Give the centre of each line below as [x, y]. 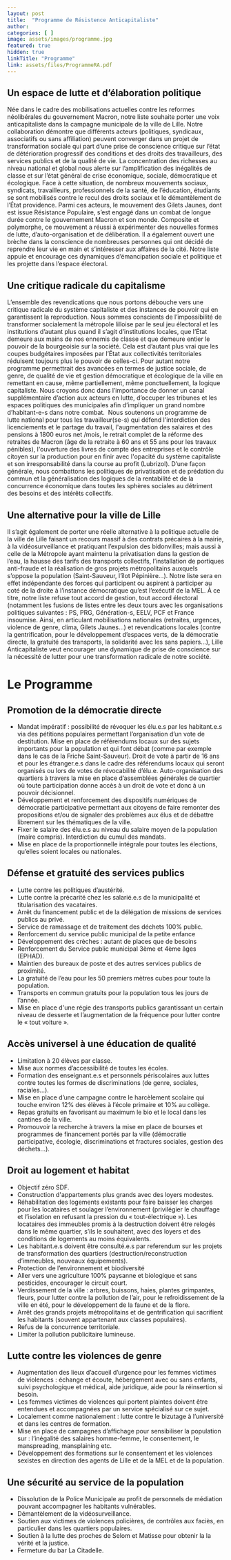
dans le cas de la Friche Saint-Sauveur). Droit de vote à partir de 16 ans [118, 756]
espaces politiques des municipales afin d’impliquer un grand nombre [106, 405]
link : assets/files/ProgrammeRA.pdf [60, 65]
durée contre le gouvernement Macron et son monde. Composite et [103, 220]
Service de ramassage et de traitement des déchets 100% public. [110, 927]
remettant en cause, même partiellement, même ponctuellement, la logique [114, 383]
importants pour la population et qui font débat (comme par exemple [114, 749]
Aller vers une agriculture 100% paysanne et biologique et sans [107, 1275]
